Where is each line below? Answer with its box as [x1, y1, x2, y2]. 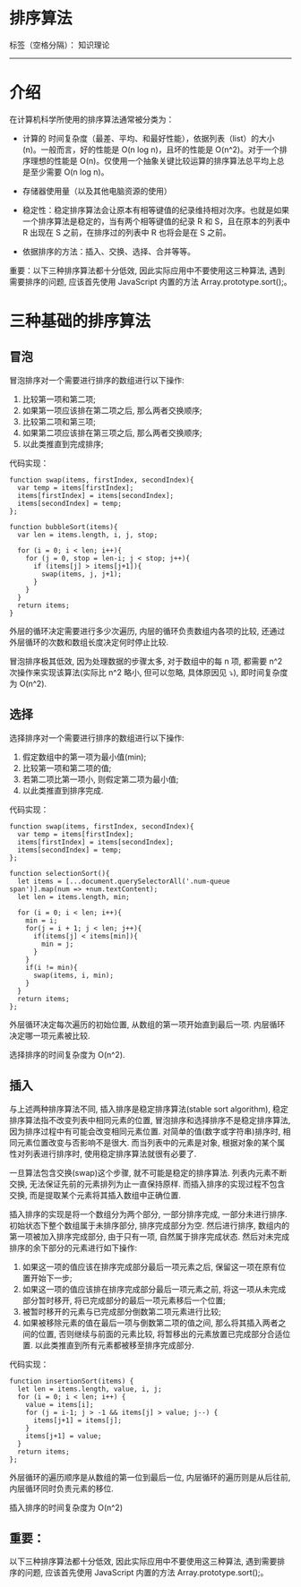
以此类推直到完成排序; [21, 438, 105, 449]
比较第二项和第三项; [21, 416, 97, 426]
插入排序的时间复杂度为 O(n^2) [9, 1502, 124, 1513]
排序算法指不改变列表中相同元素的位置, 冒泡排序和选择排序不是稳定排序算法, [9, 1114, 291, 1125]
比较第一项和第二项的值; [21, 762, 112, 773]
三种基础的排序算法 [9, 311, 151, 331]
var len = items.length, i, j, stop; [17, 530, 159, 539]
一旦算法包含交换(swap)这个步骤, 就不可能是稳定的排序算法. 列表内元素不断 [9, 1167, 288, 1178]
